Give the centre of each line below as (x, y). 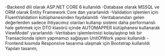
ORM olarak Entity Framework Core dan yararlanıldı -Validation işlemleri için (82, 12)
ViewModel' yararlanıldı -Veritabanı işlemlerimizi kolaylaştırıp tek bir (74, 33)
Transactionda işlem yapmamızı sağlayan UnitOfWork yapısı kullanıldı (75, 38)
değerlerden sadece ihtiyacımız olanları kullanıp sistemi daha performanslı (80, 22)
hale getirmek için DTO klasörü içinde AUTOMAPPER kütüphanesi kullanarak (82, 28)
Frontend (14, 43)
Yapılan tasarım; (21, 48)
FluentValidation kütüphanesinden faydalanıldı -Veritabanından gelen (75, 17)
